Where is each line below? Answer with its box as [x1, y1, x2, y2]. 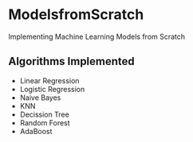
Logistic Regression [19, 84, 85, 94]
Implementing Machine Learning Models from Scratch [8, 32, 186, 41]
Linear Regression [19, 75, 80, 85]
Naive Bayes [19, 93, 61, 102]
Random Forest [19, 117, 70, 128]
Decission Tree [19, 109, 69, 119]
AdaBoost [19, 126, 53, 136]
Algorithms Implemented [8, 55, 136, 68]
